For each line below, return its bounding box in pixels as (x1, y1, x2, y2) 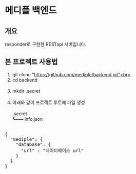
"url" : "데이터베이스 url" (21, 147, 84, 154)
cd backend (12, 77, 38, 83)
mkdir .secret (12, 88, 41, 94)
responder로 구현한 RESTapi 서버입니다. (5, 41, 87, 47)
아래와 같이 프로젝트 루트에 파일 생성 (12, 99, 85, 105)
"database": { (15, 141, 51, 147)
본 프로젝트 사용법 (5, 57, 58, 67)
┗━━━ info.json (12, 116, 43, 122)
